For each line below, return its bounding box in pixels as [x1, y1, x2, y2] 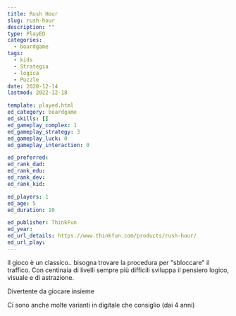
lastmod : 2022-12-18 [7, 89, 68, 96]
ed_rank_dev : [7, 174, 46, 181]
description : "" [7, 23, 55, 30]
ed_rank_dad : [7, 160, 46, 168]
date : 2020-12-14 [7, 83, 58, 90]
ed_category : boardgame [7, 109, 77, 116]
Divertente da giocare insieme [7, 287, 95, 295]
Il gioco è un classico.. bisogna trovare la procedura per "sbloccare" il [7, 258, 210, 267]
